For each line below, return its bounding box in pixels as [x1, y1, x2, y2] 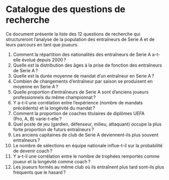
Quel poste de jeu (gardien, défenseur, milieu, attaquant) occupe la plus [13, 121, 162, 127]
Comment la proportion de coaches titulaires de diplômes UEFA [13, 110, 145, 116]
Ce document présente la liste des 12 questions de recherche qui [6, 31, 140, 37]
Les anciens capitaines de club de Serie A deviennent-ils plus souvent [13, 132, 159, 138]
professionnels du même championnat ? [13, 94, 96, 100]
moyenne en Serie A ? [13, 83, 58, 89]
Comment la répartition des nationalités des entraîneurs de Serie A [13, 51, 151, 57]
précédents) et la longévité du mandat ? [13, 105, 95, 111]
